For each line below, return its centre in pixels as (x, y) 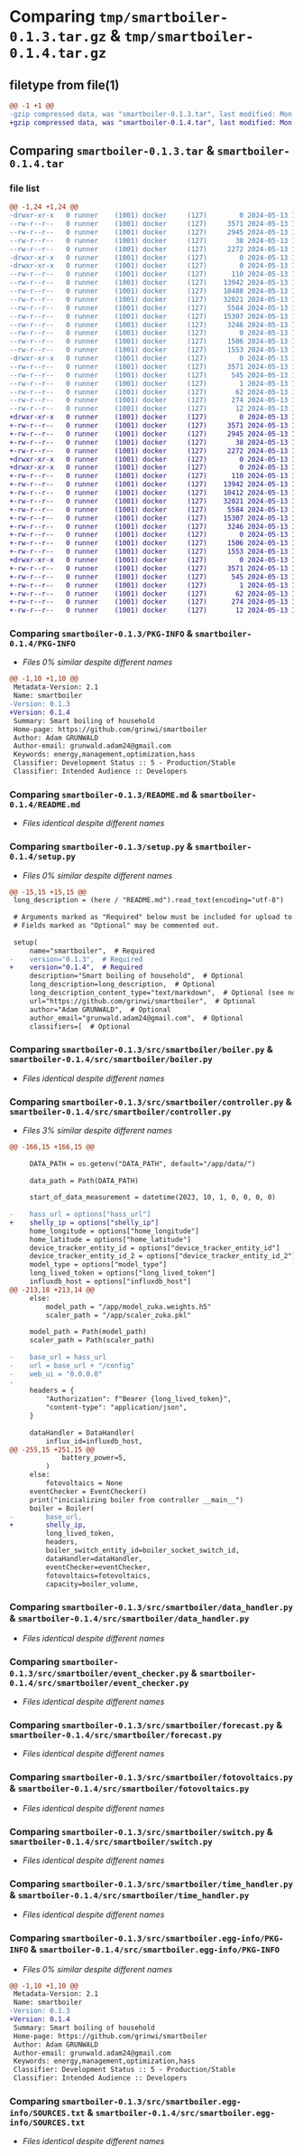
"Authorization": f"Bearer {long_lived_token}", (138, 1399)
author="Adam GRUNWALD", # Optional (100, 1010)
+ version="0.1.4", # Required (76, 968)
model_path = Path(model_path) (88, 1332)
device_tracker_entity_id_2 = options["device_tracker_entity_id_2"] (163, 1256)
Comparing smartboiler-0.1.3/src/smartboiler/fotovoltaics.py (151, 1777)
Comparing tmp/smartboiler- (119, 17)
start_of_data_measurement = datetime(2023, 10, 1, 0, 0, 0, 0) (153, 1198)
